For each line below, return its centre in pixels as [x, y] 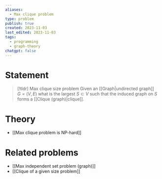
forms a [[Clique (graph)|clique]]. [51, 99]
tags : [11, 37]
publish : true [20, 23]
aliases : [14, 10]
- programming [24, 42]
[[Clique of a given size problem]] [46, 171]
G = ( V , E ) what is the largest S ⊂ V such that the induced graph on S [87, 94]
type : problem [20, 19]
